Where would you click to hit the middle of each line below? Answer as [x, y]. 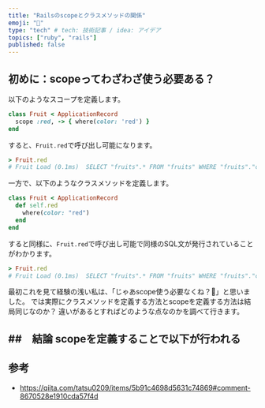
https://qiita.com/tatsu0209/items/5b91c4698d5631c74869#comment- [135, 387]
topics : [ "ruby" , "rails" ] [52, 37]
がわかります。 [32, 253]
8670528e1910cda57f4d [59, 396]
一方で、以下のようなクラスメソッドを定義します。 [91, 183]
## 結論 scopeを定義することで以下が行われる [125, 339]
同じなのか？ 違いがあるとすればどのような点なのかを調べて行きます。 [129, 312]
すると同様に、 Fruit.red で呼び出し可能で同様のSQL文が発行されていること [131, 243]
